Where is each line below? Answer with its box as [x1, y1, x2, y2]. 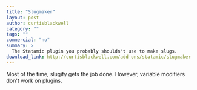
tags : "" [6, 31, 28, 37]
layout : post [6, 14, 39, 21]
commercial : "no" [6, 37, 50, 43]
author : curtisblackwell [6, 20, 69, 26]
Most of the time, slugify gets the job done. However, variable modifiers [6, 70, 185, 77]
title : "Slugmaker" [6, 8, 56, 15]
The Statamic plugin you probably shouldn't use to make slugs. [12, 48, 178, 54]
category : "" [6, 25, 39, 32]
